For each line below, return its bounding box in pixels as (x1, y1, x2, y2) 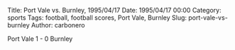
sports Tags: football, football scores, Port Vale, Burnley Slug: (7, 13, 187, 22)
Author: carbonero (31, 21, 85, 29)
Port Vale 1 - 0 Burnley (7, 35, 73, 43)
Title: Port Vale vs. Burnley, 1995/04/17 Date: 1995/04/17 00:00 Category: (7, 6, 222, 14)
